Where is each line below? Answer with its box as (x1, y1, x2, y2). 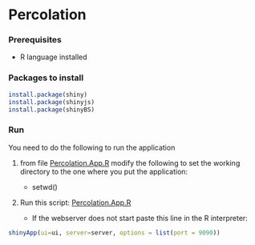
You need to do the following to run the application (8, 143, 176, 152)
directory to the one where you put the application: (19, 167, 188, 176)
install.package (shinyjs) (8, 98, 95, 106)
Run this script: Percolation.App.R (19, 198, 132, 207)
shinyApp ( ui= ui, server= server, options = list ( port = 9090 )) (8, 228, 221, 237)
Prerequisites (8, 34, 62, 46)
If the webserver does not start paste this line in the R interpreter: (31, 213, 249, 223)
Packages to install (8, 72, 84, 83)
